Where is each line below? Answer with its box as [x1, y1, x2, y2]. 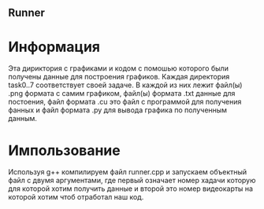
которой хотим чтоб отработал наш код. [8, 192, 144, 202]
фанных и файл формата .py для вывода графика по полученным [8, 105, 227, 115]
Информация [8, 38, 101, 56]
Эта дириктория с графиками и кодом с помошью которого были [8, 64, 229, 73]
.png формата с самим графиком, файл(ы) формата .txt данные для [8, 89, 236, 98]
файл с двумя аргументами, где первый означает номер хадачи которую [8, 176, 256, 185]
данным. [8, 114, 38, 123]
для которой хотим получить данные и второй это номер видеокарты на [8, 184, 254, 193]
